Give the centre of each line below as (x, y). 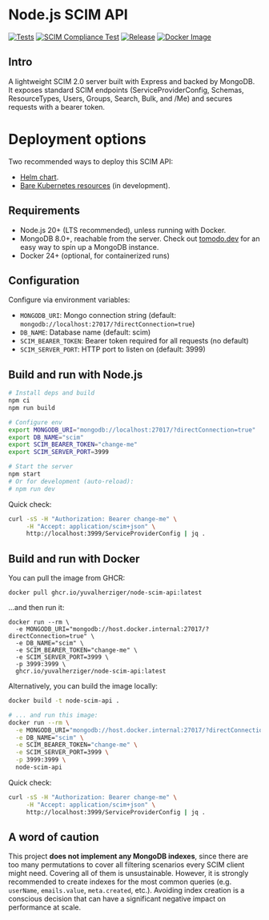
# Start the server (41, 467)
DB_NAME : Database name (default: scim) (85, 332)
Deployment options (77, 139)
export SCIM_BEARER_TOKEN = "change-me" (73, 445)
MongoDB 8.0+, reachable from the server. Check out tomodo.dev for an (140, 239)
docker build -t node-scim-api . (64, 701)
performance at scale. (45, 907)
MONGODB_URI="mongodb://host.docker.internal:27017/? (118, 629)
